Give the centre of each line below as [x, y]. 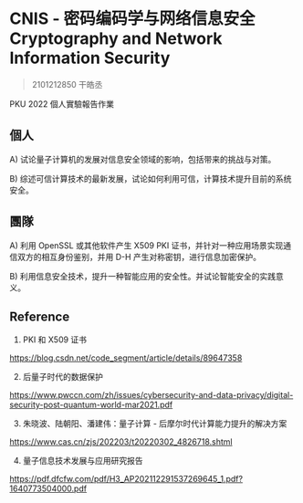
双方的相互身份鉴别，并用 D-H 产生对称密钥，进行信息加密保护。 [139, 257]
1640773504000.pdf [48, 488]
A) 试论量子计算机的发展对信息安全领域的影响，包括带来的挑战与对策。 [143, 159]
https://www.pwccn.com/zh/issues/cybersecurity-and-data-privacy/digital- [151, 395]
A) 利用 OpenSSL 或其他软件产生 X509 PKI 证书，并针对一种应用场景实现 [146, 245]
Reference [40, 316]
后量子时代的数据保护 [63, 377]
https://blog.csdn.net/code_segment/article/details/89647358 [126, 358]
